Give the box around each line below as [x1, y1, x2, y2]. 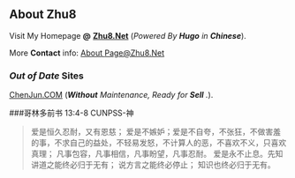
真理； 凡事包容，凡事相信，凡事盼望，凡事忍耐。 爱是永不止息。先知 [30, 149, 284, 159]
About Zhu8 [9, 7, 77, 22]
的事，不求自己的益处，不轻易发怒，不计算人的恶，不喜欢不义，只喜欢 [30, 137, 287, 148]
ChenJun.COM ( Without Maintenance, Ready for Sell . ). [9, 90, 214, 100]
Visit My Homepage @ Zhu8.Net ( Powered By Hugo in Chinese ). [9, 30, 247, 41]
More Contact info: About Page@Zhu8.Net [9, 48, 165, 58]
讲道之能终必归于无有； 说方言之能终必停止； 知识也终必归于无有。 [30, 159, 276, 170]
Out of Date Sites [9, 70, 84, 82]
